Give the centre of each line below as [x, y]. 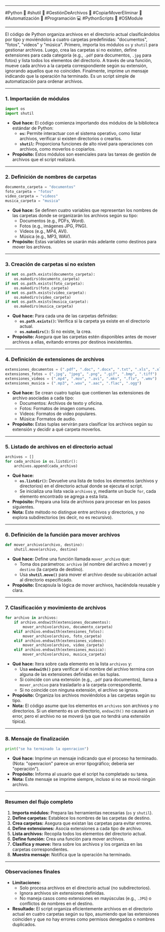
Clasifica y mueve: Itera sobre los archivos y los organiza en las [77, 844]
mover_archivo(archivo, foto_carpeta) [62, 636]
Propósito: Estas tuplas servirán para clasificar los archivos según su [82, 424]
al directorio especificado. [46, 579]
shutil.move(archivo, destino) [46, 549]
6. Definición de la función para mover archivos [63, 535]
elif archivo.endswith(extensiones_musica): [60, 650]
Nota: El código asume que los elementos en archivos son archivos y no [85, 706]
